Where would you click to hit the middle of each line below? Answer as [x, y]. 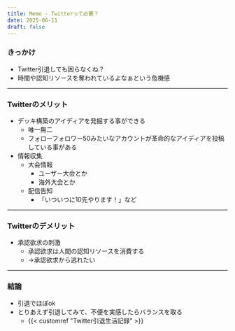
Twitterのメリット [38, 104]
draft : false [26, 27]
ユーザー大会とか [63, 173]
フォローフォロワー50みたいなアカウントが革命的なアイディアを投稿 [126, 138]
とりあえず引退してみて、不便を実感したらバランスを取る [100, 311]
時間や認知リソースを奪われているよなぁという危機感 [93, 78]
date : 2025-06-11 [33, 20]
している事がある [52, 147]
